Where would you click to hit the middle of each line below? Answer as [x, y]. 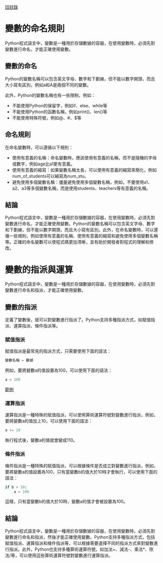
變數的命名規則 [35, 29]
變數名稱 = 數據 [19, 361]
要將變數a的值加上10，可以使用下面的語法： [49, 421]
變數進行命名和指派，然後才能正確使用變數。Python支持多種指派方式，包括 [80, 537]
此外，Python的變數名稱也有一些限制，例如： [50, 95]
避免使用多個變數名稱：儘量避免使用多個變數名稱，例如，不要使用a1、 [82, 182]
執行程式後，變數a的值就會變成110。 [41, 440]
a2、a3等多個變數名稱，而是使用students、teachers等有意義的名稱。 [81, 188]
